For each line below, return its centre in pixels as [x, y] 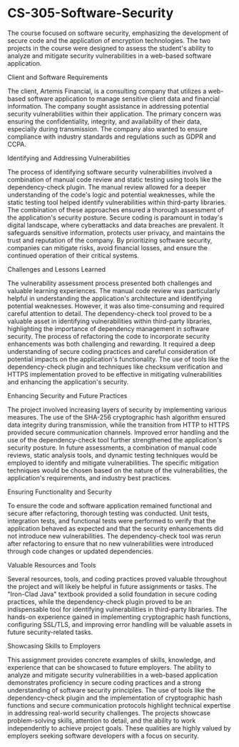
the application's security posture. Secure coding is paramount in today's [115, 217]
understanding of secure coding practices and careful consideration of [112, 351]
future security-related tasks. [50, 632]
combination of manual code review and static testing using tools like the [115, 179]
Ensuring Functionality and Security [60, 492]
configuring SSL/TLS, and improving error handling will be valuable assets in [120, 624]
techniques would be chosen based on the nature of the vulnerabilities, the [117, 470]
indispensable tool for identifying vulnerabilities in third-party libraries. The [117, 609]
